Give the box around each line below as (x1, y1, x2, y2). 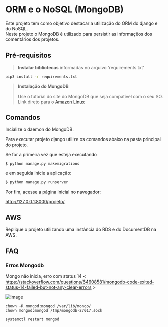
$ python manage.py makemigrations (5, 161, 80, 166)
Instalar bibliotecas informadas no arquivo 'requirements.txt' (17, 64, 145, 70)
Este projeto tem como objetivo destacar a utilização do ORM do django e (5, 20, 158, 26)
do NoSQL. (5, 25, 28, 31)
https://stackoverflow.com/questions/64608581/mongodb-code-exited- (5, 278, 154, 285)
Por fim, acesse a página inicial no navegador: (5, 189, 101, 195)
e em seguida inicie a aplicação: (5, 170, 72, 176)
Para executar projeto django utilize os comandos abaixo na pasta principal (5, 136, 161, 143)
